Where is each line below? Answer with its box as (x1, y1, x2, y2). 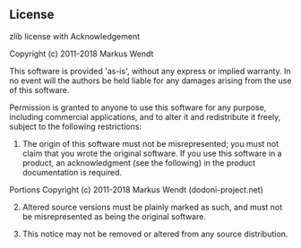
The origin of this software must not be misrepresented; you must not (21, 138, 279, 149)
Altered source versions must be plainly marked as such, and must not (21, 201, 283, 212)
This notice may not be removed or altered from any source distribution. (21, 228, 288, 239)
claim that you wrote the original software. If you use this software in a (21, 148, 282, 158)
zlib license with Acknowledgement (9, 30, 141, 41)
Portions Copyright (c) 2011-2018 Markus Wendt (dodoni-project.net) (9, 184, 264, 195)
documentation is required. (21, 167, 123, 177)
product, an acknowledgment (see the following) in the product (21, 157, 256, 168)
